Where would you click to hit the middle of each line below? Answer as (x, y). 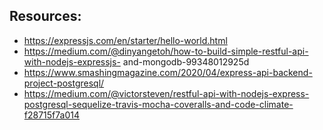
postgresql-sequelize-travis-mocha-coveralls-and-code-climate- (158, 104)
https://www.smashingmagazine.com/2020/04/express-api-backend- (168, 72)
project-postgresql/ (64, 83)
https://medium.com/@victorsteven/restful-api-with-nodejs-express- (166, 93)
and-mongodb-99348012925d (186, 61)
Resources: (45, 16)
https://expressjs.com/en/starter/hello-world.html (125, 40)
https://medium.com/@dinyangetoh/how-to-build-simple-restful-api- (166, 51)
